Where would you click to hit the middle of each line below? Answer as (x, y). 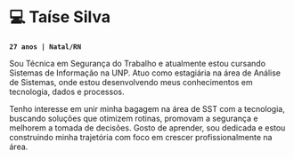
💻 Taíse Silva (60, 17)
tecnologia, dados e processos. (67, 91)
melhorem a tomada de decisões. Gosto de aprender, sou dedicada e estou (147, 127)
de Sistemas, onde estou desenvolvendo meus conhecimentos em (131, 82)
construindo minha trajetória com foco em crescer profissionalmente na (141, 137)
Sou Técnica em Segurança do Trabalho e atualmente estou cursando (137, 63)
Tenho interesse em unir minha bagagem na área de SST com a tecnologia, (147, 108)
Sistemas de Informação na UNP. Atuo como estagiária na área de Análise (145, 73)
